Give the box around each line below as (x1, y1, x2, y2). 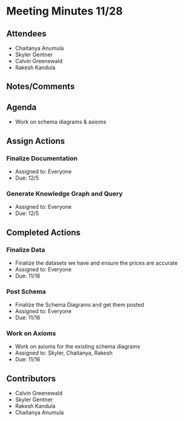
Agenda (6, 102, 37, 112)
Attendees (6, 29, 47, 39)
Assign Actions (6, 135, 65, 146)
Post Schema (6, 287, 47, 296)
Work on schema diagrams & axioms (15, 118, 107, 126)
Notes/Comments (6, 81, 75, 92)
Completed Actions (6, 227, 80, 237)
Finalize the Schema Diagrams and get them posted (15, 301, 144, 308)
